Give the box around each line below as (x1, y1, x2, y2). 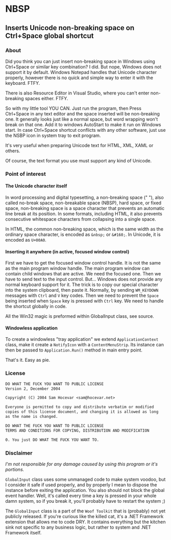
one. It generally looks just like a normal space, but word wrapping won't (5, 116, 158, 122)
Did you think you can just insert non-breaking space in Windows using (5, 58, 156, 64)
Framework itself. (5, 529, 42, 535)
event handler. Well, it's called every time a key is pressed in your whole (5, 492, 157, 499)
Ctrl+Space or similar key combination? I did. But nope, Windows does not (5, 63, 162, 69)
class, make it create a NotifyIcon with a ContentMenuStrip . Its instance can (5, 342, 164, 348)
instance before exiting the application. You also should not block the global (5, 487, 165, 493)
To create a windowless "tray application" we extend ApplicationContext (5, 336, 159, 342)
